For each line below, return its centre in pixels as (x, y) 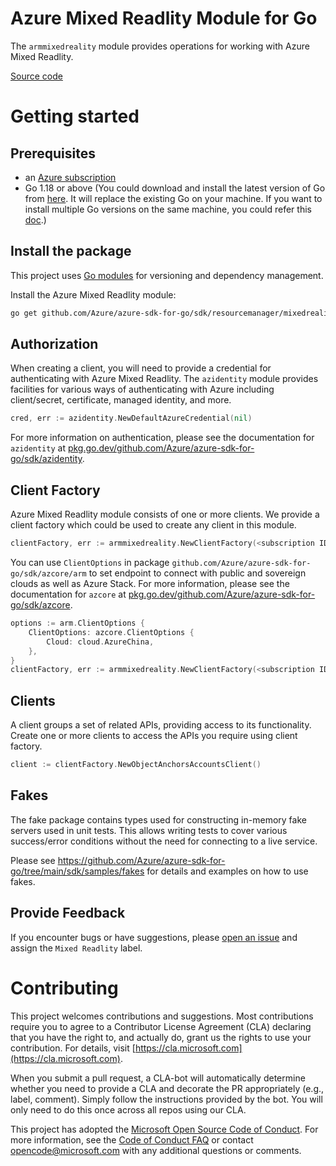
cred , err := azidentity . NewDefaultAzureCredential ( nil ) (131, 418)
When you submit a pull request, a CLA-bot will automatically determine (158, 1078)
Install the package (71, 251)
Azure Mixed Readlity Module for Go (164, 18)
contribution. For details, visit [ (73, 1048)
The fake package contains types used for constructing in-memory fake (158, 819)
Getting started (75, 116)
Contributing (64, 988)
